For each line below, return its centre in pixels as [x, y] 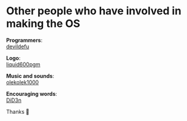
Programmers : [24, 40]
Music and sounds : [30, 76]
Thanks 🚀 [18, 111]
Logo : [13, 58]
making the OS [43, 24]
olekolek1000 [23, 82]
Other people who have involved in [94, 11]
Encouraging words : [32, 94]
